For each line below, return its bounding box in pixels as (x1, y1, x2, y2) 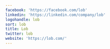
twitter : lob (5, 31, 33, 36)
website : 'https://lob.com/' (5, 36, 67, 41)
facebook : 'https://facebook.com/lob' (5, 7, 88, 13)
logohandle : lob (5, 17, 40, 22)
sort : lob (5, 21, 26, 27)
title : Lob (5, 27, 29, 32)
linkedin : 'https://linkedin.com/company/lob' (5, 12, 106, 17)
